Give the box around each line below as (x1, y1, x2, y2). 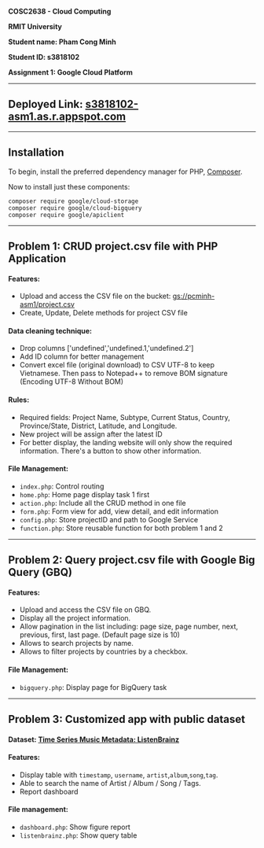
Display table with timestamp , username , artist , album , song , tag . (19, 770, 218, 780)
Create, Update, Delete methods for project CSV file (19, 308, 189, 318)
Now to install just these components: (8, 182, 130, 191)
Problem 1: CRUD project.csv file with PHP (8, 240, 218, 253)
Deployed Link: (8, 98, 83, 111)
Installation (8, 146, 64, 160)
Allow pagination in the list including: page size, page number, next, (19, 621, 238, 632)
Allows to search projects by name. (19, 639, 134, 648)
